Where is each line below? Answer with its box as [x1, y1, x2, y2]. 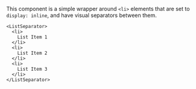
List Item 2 [17, 50, 47, 56]
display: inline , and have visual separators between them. [6, 12, 157, 19]
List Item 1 [17, 34, 47, 40]
